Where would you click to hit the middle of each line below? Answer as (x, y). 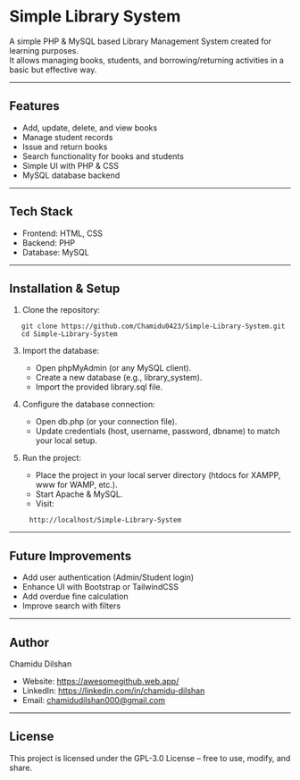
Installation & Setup (65, 288)
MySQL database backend (71, 175)
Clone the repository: (61, 310)
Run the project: (52, 458)
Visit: (45, 504)
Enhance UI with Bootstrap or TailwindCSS (100, 587)
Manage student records (67, 137)
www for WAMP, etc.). (76, 485)
